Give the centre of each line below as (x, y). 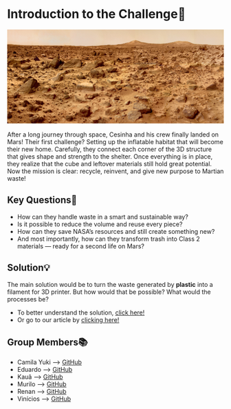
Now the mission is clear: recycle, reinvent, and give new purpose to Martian (115, 171)
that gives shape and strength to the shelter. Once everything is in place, (110, 156)
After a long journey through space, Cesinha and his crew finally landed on (113, 134)
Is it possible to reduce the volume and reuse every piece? (100, 224)
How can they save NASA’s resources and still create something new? (116, 231)
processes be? (28, 299)
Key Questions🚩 (42, 200)
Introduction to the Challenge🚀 (97, 14)
